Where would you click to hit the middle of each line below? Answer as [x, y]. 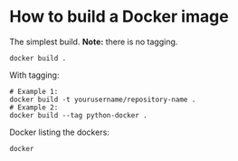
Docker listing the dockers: [60, 132]
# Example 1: [34, 91]
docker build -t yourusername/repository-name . [103, 99]
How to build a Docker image [119, 17]
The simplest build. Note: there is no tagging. [94, 42]
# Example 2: [34, 107]
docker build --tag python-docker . [78, 115]
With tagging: [34, 75]
